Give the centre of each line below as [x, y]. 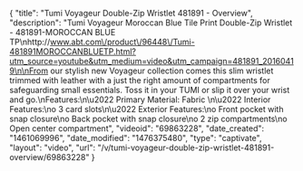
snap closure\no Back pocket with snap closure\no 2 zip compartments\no [148, 119]
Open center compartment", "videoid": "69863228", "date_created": [137, 128]
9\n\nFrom [29, 71]
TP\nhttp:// [30, 42]
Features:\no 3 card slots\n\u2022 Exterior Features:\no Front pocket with [147, 109]
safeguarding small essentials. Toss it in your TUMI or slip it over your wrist [150, 90]
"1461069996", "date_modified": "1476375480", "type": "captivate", [136, 138]
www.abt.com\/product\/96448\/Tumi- [122, 42]
